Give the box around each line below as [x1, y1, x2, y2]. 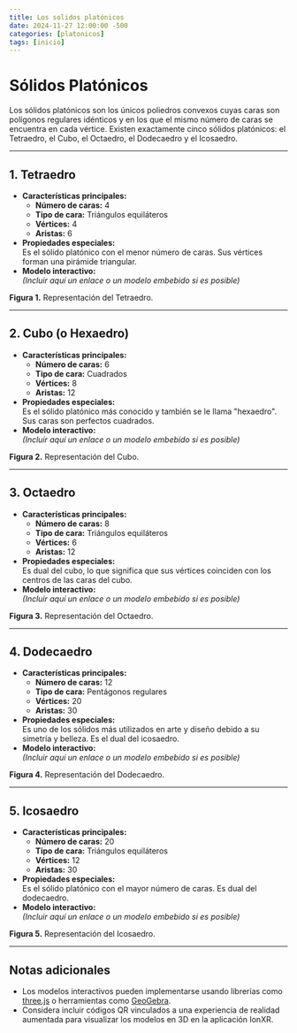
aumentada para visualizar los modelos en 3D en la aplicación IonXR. [21, 1014, 274, 1025]
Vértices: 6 [34, 537, 78, 547]
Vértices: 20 [34, 696, 82, 707]
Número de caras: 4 [34, 200, 110, 210]
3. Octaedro [9, 486, 76, 501]
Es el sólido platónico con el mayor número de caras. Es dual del [21, 884, 257, 894]
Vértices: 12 [34, 855, 80, 866]
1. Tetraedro [9, 167, 77, 182]
